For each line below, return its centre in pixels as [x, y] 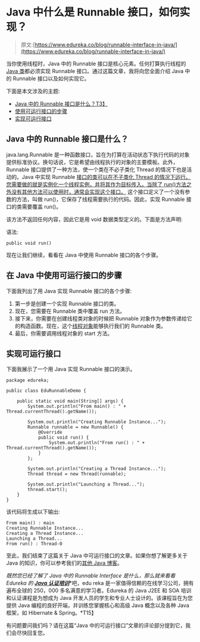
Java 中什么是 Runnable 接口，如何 [93, 12]
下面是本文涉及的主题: [33, 91]
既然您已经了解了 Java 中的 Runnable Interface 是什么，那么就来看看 [91, 576]
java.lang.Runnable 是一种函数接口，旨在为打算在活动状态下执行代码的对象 [98, 155]
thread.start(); [48, 490]
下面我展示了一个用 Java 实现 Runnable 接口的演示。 [71, 369]
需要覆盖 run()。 [41, 206]
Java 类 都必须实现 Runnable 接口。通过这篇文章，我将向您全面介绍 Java [95, 71]
